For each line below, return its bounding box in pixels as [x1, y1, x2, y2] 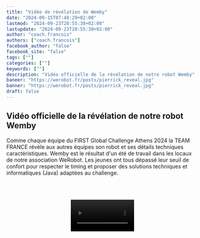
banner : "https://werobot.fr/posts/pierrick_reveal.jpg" [6, 83, 154, 89]
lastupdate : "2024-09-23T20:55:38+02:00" [6, 26, 113, 32]
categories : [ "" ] [6, 60, 51, 66]
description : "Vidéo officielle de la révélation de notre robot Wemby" [6, 71, 195, 78]
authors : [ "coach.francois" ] [6, 37, 80, 43]
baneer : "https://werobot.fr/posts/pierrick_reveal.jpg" [6, 77, 154, 83]
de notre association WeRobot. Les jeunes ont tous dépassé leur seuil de [6, 156, 190, 164]
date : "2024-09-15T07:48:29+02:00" [6, 15, 97, 21]
